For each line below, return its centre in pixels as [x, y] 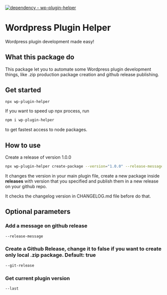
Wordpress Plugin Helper [58, 28]
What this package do [40, 57]
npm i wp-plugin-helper [30, 120]
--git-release [20, 265]
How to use [23, 145]
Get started [23, 90]
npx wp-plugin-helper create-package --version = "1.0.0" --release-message [84, 167]
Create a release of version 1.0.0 [38, 157]
